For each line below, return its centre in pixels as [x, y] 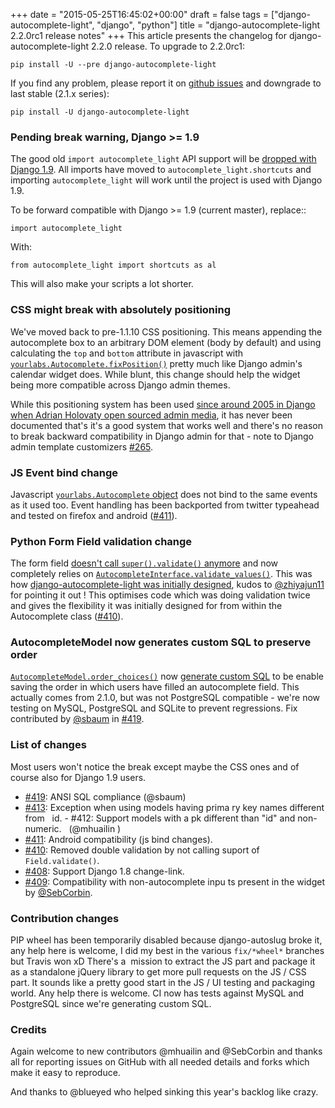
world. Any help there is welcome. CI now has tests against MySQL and [157, 993]
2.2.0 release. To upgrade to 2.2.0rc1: [167, 46]
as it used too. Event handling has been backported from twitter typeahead [165, 505]
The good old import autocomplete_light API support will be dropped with [163, 159]
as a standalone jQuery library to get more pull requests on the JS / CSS [158, 972]
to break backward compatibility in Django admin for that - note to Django [162, 436]
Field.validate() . [62, 860]
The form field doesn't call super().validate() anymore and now [144, 563]
